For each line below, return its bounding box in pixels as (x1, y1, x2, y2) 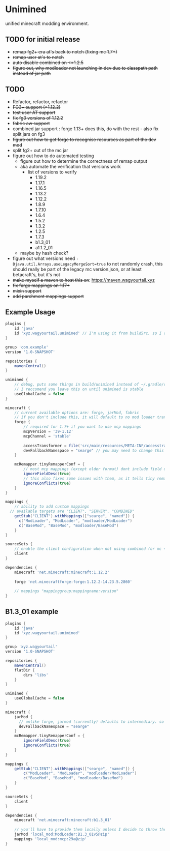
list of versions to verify (27, 169, 77, 175)
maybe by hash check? (20, 250, 69, 256)
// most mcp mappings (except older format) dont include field (23, 466, 162, 472)
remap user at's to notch (12, 54, 64, 60)
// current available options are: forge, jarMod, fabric (14, 410, 139, 415)
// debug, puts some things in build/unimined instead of (14, 382, 139, 387)
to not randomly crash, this (107, 260, 163, 267)
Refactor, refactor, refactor (12, 98, 68, 105)
